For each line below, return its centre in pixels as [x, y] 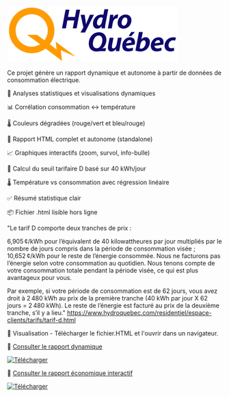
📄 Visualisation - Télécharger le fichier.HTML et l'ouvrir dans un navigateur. [113, 333]
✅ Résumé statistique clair [44, 198]
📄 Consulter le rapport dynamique [55, 346]
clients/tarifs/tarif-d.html [42, 320]
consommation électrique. [44, 80]
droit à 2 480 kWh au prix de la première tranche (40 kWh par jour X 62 [108, 298]
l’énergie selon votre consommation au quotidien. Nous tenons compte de [111, 263]
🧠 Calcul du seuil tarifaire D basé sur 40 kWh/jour [77, 168]
